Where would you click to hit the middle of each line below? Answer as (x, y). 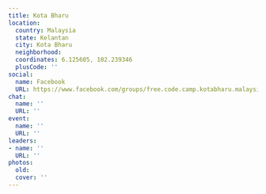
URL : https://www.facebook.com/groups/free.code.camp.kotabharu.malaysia (139, 89)
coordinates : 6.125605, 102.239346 (74, 60)
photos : (21, 163)
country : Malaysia (46, 30)
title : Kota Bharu (38, 15)
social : (21, 74)
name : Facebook (40, 82)
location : (25, 23)
